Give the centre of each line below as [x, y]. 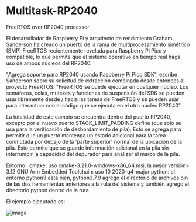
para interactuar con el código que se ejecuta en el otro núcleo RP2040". [94, 105]
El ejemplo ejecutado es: [36, 201]
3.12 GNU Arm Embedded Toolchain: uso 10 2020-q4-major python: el [91, 171]
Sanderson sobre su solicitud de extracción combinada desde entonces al [95, 81]
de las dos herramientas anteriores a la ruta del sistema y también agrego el [97, 184]
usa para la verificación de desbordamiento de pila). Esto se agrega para [94, 129]
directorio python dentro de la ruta [47, 190]
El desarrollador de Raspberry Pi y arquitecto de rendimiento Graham [89, 38]
